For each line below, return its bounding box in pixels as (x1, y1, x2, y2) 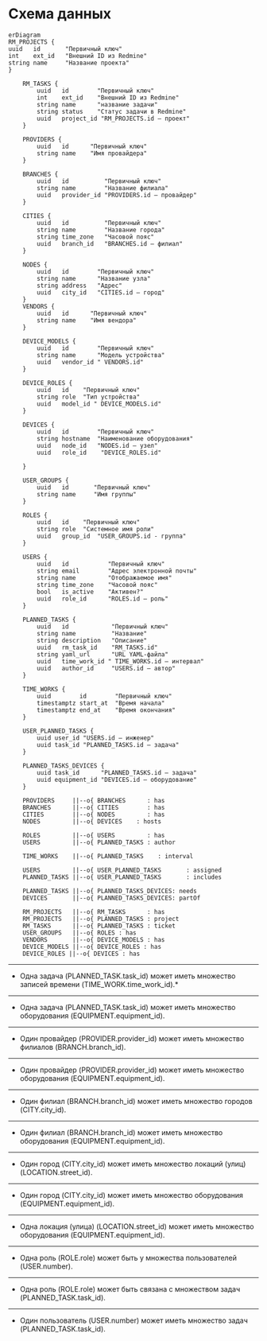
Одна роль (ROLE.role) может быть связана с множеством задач (19, 1284, 241, 1293)
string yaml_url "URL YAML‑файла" (37, 650, 169, 659)
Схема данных (8, 5, 112, 23)
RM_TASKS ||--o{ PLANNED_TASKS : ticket (22, 922, 176, 930)
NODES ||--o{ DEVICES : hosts (22, 817, 161, 826)
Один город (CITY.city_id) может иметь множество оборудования (19, 1190, 244, 1199)
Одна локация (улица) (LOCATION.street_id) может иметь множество (19, 1222, 254, 1231)
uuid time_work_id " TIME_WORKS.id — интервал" (37, 657, 204, 665)
